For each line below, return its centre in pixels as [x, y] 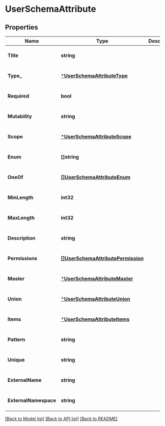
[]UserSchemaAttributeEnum [96, 177]
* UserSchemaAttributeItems [95, 319]
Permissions [23, 258]
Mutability [20, 116]
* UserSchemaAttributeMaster [97, 279]
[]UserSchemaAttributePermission [102, 258]
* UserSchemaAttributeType [94, 76]
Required [18, 96]
